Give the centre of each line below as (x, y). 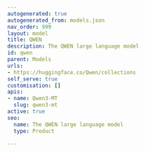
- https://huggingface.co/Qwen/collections (72, 72)
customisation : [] (34, 85)
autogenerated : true (37, 14)
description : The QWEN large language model (73, 46)
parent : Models (29, 60)
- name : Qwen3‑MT (33, 99)
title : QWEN (25, 40)
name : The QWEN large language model (69, 124)
